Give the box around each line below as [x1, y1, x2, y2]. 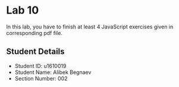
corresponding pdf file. [6, 29, 62, 36]
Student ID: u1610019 [14, 62, 67, 69]
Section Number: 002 [14, 75, 68, 82]
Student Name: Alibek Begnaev [14, 69, 92, 76]
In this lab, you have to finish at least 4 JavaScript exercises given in [6, 23, 174, 30]
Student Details [6, 47, 65, 57]
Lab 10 [6, 4, 39, 17]
